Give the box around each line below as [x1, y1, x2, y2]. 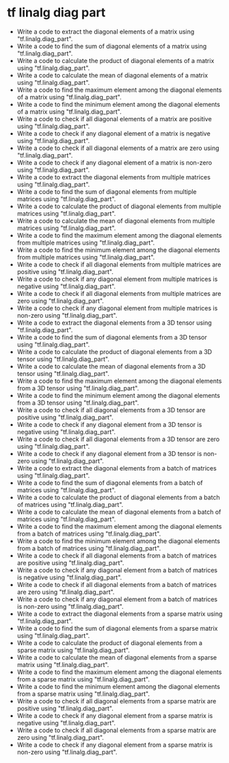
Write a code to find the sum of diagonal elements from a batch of [16, 478, 203, 487]
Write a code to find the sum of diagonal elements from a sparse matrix [16, 624, 218, 632]
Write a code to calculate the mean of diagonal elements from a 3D [16, 362, 206, 371]
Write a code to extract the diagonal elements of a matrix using [16, 27, 195, 36]
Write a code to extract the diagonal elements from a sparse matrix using [16, 610, 223, 618]
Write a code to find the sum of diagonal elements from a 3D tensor [16, 333, 207, 341]
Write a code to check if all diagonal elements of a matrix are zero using [16, 144, 220, 152]
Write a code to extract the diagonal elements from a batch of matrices [16, 464, 217, 472]
